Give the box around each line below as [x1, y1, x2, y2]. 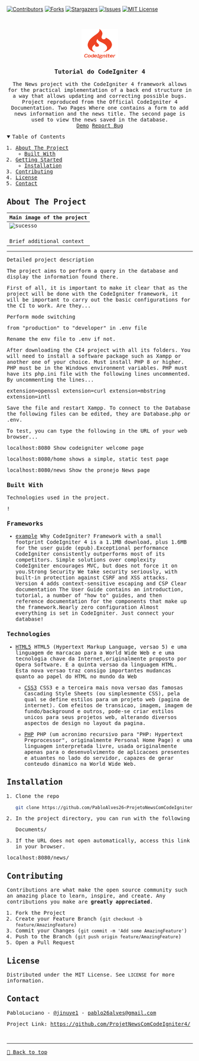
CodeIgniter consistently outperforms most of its [15, 551, 165, 557]
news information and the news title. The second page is [14, 110, 185, 117]
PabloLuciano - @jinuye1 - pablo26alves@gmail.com [6, 1009, 156, 1016]
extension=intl [6, 393, 51, 400]
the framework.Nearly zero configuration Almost [15, 604, 159, 611]
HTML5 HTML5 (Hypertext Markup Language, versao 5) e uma [15, 643, 187, 650]
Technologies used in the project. [6, 494, 110, 501]
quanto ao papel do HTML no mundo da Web [15, 673, 138, 680]
